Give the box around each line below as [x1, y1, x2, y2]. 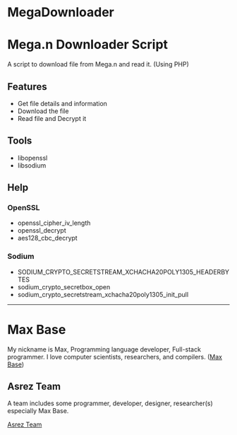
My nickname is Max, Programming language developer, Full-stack [7, 344, 201, 354]
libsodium [17, 161, 47, 170]
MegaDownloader [7, 4, 114, 21]
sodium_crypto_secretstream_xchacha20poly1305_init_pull [17, 290, 189, 298]
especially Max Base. [7, 407, 69, 415]
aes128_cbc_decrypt [17, 234, 78, 243]
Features [7, 81, 47, 93]
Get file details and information [17, 99, 108, 108]
